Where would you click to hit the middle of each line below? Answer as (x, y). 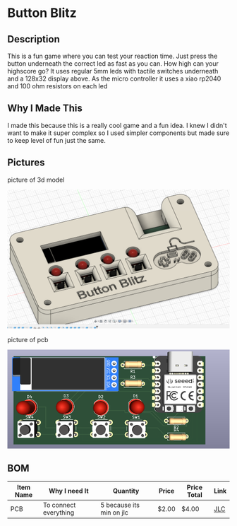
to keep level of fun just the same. (56, 140)
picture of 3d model (36, 180)
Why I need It (69, 491)
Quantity (126, 491)
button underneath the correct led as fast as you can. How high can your (113, 64)
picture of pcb (28, 339)
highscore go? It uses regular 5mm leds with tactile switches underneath (113, 71)
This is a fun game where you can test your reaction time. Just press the (113, 56)
